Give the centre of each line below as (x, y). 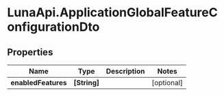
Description (125, 71)
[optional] (167, 83)
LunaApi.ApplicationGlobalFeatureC (112, 13)
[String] (86, 83)
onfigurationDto (53, 27)
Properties (30, 52)
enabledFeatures (39, 83)
